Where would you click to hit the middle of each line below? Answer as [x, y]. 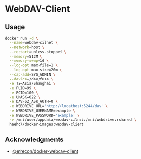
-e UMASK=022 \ [25, 97]
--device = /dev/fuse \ [31, 79]
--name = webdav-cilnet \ [33, 42]
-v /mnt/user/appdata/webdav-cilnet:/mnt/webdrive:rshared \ [73, 120]
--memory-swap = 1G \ [29, 61]
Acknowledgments [35, 139]
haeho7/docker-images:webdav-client [47, 124]
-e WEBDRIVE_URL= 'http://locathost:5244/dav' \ [59, 106]
